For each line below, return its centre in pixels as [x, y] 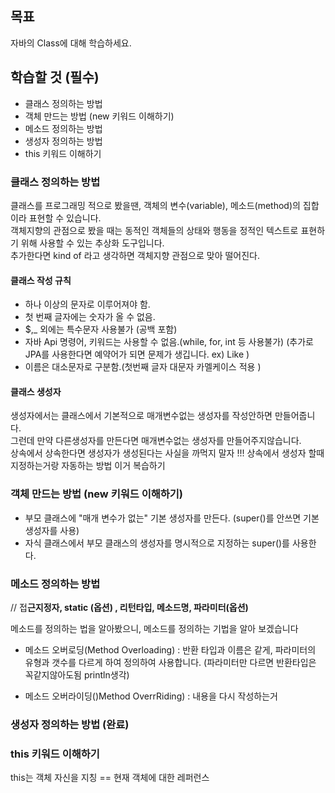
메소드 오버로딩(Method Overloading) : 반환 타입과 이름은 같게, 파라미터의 [170, 649]
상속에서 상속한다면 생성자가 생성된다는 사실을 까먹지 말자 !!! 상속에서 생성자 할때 [167, 453]
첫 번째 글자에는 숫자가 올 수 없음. [90, 317]
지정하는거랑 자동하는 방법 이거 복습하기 [88, 466]
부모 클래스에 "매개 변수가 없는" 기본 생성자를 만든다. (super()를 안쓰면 [163, 518]
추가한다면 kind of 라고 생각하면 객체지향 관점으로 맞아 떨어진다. [135, 255]
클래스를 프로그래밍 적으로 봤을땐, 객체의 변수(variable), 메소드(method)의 [155, 205]
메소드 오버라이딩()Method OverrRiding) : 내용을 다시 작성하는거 [151, 696]
